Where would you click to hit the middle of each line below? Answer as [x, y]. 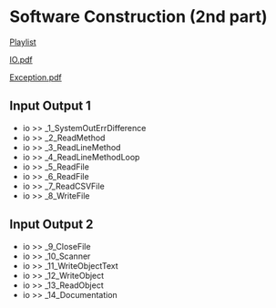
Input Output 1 [50, 106]
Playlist [23, 42]
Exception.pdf [36, 77]
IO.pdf [21, 59]
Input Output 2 [51, 225]
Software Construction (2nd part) [138, 17]
